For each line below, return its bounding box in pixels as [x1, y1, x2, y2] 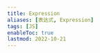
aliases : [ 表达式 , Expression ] [7, 17, 94, 23]
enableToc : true [7, 29, 54, 36]
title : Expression [7, 10, 60, 17]
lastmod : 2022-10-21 [7, 36, 67, 43]
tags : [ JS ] [7, 23, 39, 30]
